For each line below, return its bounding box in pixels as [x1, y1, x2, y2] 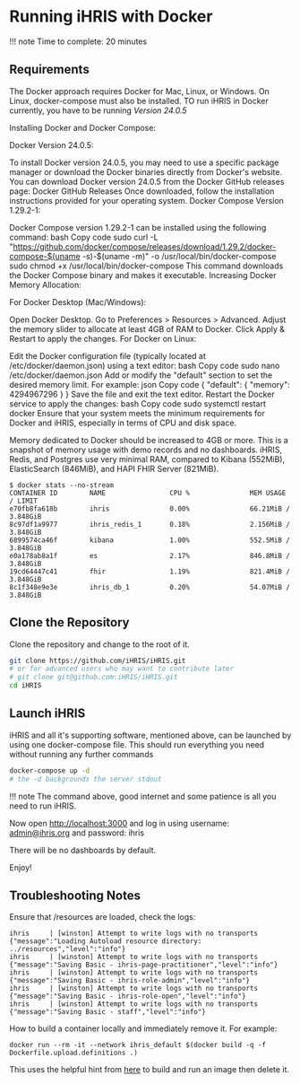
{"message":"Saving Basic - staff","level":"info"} [9, 1008, 206, 1017]
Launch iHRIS [9, 706, 86, 721]
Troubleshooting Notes [9, 888, 141, 904]
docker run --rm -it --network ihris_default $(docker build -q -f [9, 1041, 267, 1050]
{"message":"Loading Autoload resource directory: [9, 937, 202, 946]
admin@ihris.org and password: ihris [9, 827, 145, 838]
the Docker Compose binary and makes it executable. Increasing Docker [9, 269, 277, 280]
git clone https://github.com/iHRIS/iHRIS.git [9, 656, 186, 665]
